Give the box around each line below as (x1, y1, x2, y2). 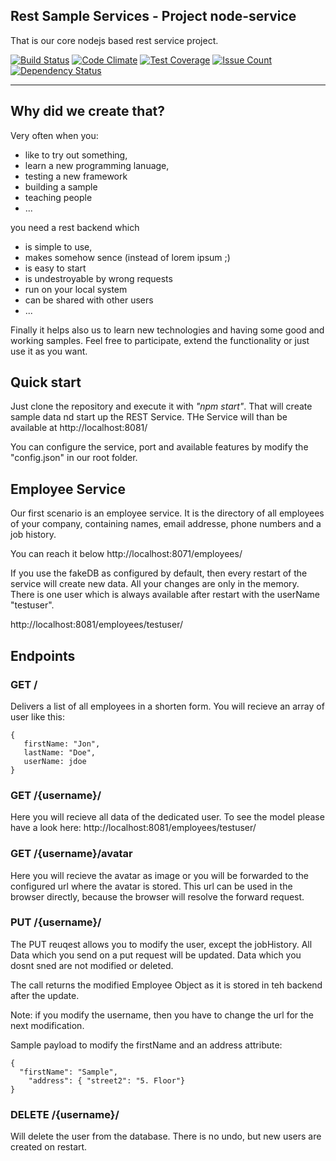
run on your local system (24, 283, 128, 295)
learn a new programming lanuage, (24, 159, 170, 171)
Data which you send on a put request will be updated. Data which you (10, 949, 302, 961)
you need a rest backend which (10, 221, 140, 233)
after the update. (10, 989, 80, 1001)
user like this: (10, 710, 65, 723)
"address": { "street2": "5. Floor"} (28, 1075, 186, 1086)
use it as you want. (10, 345, 88, 357)
